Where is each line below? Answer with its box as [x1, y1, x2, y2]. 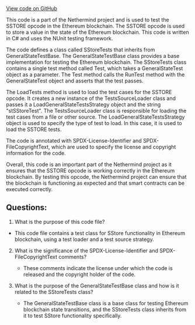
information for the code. [6, 150, 66, 157]
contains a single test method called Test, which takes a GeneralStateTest [6, 65, 183, 72]
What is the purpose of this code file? [14, 218, 105, 225]
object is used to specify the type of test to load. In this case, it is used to [6, 120, 182, 126]
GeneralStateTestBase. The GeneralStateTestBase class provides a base [6, 53, 180, 59]
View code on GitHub [6, 5, 57, 12]
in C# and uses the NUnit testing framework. [6, 35, 113, 42]
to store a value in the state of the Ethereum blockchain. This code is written [6, 29, 189, 36]
